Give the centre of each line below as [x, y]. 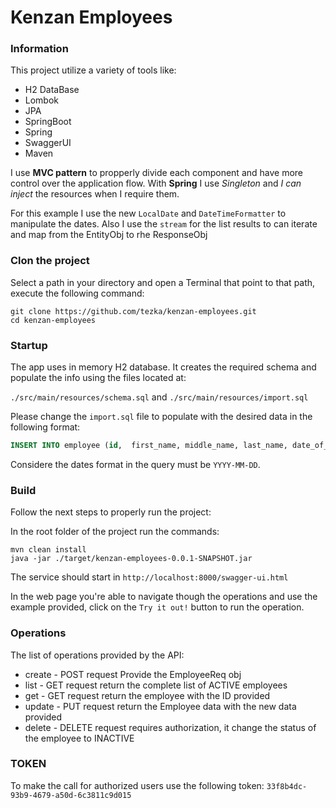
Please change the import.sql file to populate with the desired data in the [161, 417]
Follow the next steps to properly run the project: [111, 512]
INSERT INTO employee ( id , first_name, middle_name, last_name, [149, 446]
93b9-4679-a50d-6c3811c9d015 [71, 795]
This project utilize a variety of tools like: [93, 70]
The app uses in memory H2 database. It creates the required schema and [163, 367]
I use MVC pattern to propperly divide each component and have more [157, 173]
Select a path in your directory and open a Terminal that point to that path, [163, 282]
